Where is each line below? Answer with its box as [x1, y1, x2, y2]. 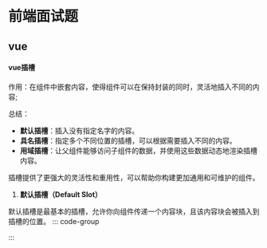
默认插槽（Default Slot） [19, 189, 102, 199]
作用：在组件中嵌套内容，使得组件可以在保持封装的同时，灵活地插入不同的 [8, 81, 253, 92]
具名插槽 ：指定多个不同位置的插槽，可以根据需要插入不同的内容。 [19, 136, 237, 145]
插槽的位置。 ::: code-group [8, 216, 100, 226]
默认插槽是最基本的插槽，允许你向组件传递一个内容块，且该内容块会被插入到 [8, 207, 260, 216]
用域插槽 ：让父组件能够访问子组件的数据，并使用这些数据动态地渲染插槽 [19, 145, 257, 155]
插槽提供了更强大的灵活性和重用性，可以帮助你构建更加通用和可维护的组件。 [8, 172, 260, 182]
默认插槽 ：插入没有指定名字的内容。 [19, 125, 139, 136]
